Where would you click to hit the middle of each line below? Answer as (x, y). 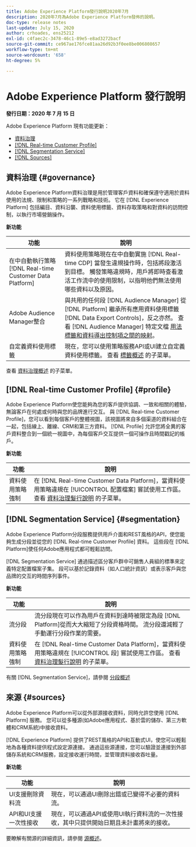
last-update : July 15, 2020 (40, 28)
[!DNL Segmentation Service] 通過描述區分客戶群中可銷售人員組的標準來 (93, 561)
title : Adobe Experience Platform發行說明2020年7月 (68, 11)
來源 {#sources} (36, 697)
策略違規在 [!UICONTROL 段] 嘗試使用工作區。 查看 (110, 653)
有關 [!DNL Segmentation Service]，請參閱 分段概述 (68, 677)
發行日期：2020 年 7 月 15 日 (40, 114)
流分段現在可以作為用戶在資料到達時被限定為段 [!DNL (107, 615)
